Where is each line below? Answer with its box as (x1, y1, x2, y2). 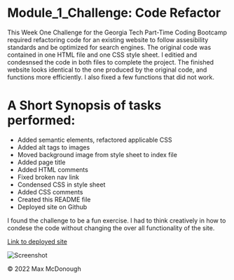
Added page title (17, 158, 66, 166)
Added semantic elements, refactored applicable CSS (17, 135, 172, 144)
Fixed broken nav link (17, 173, 79, 181)
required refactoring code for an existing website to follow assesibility (7, 35, 209, 44)
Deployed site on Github (17, 202, 88, 211)
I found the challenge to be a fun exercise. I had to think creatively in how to (7, 216, 226, 225)
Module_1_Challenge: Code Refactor (7, 5, 221, 21)
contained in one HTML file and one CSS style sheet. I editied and (7, 51, 198, 59)
